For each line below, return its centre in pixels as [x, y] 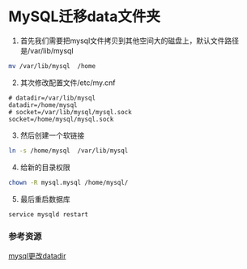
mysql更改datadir [37, 255]
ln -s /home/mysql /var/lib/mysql [68, 151]
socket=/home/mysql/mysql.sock [61, 119]
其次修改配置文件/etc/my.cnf [68, 83]
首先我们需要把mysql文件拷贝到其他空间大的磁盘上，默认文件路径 [130, 41]
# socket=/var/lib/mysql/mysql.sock [70, 112]
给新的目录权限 [45, 167]
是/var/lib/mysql [47, 50]
